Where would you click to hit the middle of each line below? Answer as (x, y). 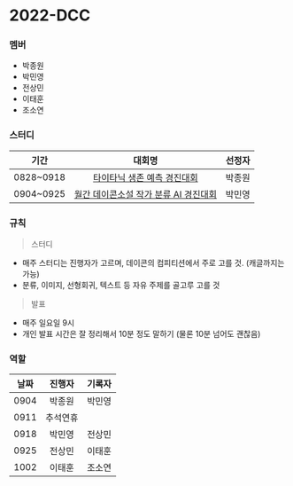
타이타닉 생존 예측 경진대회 (145, 177)
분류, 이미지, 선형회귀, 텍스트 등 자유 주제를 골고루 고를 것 (121, 286)
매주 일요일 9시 (48, 323)
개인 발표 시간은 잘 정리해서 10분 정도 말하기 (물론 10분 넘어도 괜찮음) (141, 334)
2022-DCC (50, 16)
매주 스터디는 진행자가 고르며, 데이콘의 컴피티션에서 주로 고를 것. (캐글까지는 (153, 263)
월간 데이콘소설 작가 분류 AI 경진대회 (145, 194)
